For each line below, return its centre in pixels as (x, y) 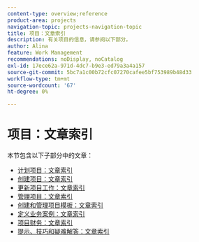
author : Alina (28, 46)
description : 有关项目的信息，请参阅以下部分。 (69, 40)
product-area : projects (42, 20)
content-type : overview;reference (58, 14)
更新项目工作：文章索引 (51, 188)
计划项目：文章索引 (45, 170)
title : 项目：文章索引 (37, 33)
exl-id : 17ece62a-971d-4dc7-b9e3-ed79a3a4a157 (76, 66)
